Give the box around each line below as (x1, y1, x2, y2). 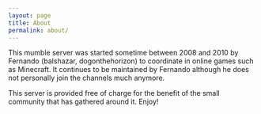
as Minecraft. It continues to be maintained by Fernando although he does (8, 65, 249, 74)
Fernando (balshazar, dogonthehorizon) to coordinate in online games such (8, 56, 254, 66)
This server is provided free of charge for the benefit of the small (8, 89, 220, 98)
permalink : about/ (8, 26, 69, 34)
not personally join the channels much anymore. (8, 73, 165, 83)
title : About (8, 19, 51, 27)
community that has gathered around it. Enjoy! (8, 97, 159, 107)
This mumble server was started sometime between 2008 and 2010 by (8, 48, 239, 58)
